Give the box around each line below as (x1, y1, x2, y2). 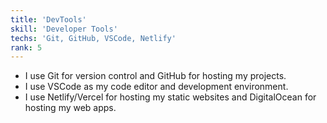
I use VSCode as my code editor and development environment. (24, 81, 289, 93)
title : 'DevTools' (10, 14, 87, 25)
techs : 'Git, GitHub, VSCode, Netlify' (10, 33, 177, 43)
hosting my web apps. (24, 102, 117, 114)
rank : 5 (10, 42, 43, 53)
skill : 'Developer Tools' (10, 24, 118, 34)
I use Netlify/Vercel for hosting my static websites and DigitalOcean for (24, 91, 317, 103)
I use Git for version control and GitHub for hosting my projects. (24, 70, 287, 82)
